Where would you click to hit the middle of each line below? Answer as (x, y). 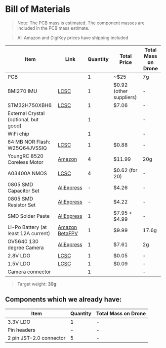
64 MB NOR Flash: (29, 142)
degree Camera (26, 248)
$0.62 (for (125, 170)
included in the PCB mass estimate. (53, 28)
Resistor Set (21, 205)
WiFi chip (19, 134)
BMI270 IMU (22, 91)
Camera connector (29, 272)
